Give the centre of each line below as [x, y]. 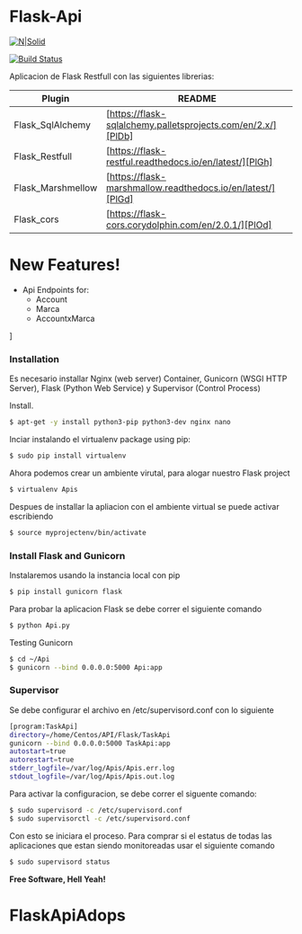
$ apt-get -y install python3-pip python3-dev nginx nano [120, 423]
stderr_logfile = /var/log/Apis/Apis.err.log [92, 769]
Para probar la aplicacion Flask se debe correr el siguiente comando [136, 609]
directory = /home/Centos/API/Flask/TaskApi [90, 734]
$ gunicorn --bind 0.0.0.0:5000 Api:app [86, 667]
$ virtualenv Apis [44, 489]
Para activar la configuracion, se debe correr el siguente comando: [133, 794]
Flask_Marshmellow [56, 188]
